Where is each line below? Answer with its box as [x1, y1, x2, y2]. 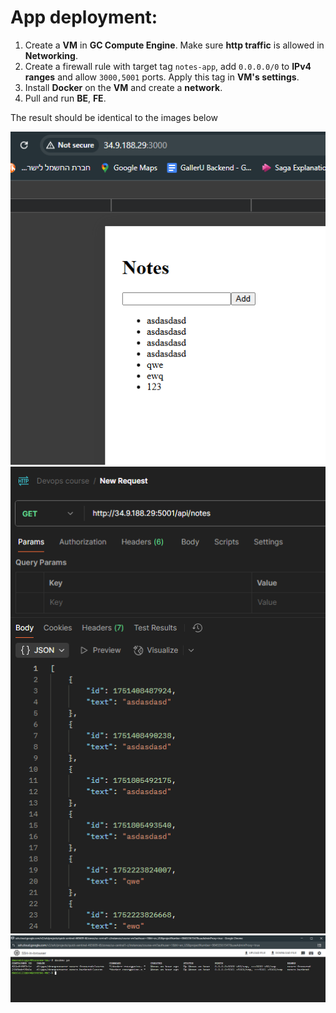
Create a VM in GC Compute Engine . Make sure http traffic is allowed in [24, 39, 325, 51]
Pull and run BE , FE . [24, 92, 107, 104]
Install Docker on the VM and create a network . [24, 81, 223, 93]
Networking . [24, 49, 78, 61]
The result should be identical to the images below [10, 111, 219, 123]
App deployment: [10, 6, 158, 29]
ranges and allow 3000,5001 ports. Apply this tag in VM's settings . [24, 71, 300, 83]
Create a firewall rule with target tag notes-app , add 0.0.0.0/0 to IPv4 [24, 60, 312, 72]
